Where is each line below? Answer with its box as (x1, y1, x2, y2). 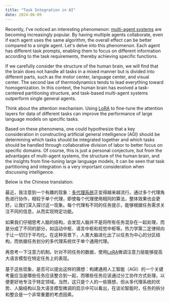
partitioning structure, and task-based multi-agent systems (25, 90, 148, 96)
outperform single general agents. (5, 95, 76, 102)
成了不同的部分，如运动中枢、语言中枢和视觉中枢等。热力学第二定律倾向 (14, 225, 165, 231)
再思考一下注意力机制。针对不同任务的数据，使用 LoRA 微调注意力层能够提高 (5, 249, 163, 255)
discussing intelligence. (5, 169, 55, 175)
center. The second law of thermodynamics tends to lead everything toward (5, 79, 163, 85)
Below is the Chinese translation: (5, 179, 74, 185)
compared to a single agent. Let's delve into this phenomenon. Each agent (5, 42, 160, 48)
